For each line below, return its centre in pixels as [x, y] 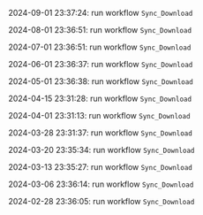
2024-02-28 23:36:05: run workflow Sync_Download [101, 201]
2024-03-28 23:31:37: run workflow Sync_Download [101, 133]
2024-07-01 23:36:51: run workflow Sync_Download [100, 47]
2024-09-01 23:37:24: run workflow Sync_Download [101, 13]
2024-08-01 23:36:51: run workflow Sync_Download [100, 30]
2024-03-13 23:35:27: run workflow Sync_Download [101, 167]
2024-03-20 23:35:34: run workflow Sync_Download [101, 150]
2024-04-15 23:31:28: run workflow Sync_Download [100, 98]
